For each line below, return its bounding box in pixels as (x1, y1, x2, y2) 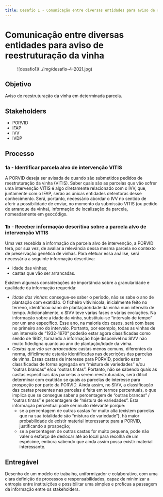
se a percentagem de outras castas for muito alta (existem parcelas (19, 408, 154, 414)
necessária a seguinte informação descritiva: (5, 256, 95, 262)
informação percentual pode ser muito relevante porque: (12, 403, 125, 409)
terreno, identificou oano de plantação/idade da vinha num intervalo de (12, 305, 155, 311)
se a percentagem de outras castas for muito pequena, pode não (19, 429, 149, 434)
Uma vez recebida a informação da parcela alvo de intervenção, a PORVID (5, 240, 154, 246)
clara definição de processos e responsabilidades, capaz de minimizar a (5, 476, 149, 481)
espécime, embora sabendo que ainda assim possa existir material (19, 439, 153, 445)
